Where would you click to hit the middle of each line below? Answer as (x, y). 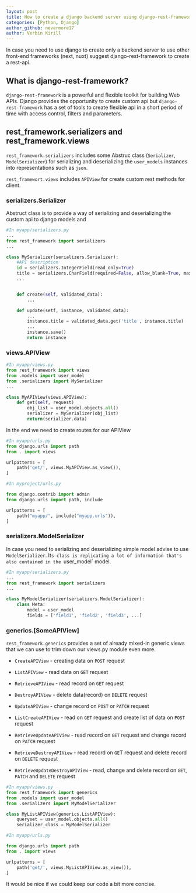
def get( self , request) (45, 403)
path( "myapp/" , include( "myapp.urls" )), (66, 516)
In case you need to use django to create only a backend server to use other (98, 50)
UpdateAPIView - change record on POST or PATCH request (82, 706)
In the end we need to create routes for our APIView (69, 430)
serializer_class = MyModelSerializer (64, 825)
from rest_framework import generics (52, 792)
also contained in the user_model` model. (59, 561)
